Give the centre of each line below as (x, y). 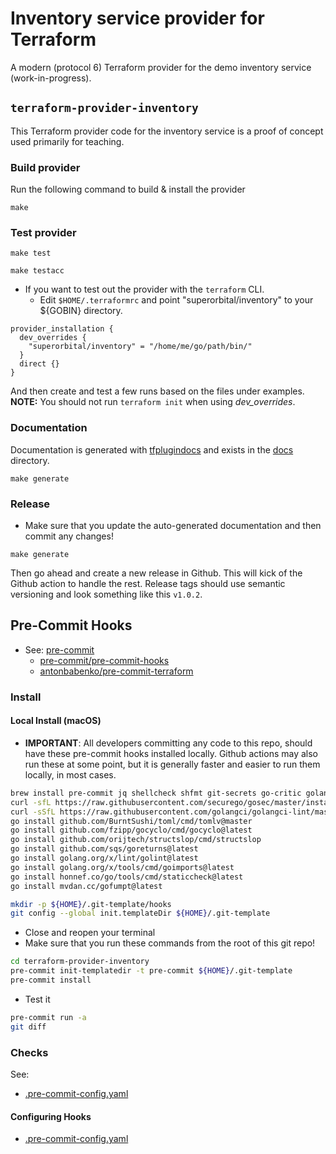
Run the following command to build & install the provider (128, 189)
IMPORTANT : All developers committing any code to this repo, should (168, 743)
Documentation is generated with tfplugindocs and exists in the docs (152, 449)
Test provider (43, 232)
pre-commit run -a (48, 1017)
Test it (37, 999)
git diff (28, 1027)
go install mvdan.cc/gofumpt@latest (86, 886)
